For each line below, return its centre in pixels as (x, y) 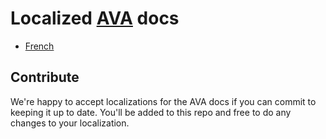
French (39, 46)
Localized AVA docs (95, 18)
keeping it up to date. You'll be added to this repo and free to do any (151, 112)
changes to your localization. (70, 123)
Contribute (45, 77)
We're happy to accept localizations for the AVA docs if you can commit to (163, 101)
